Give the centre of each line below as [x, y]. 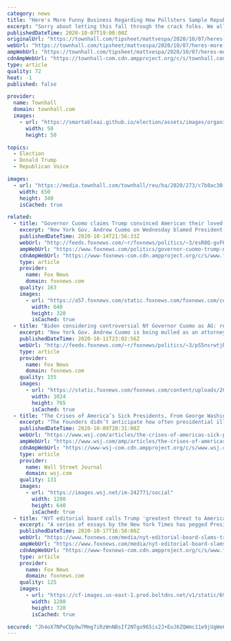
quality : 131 [38, 480]
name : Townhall [35, 103]
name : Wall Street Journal [64, 467]
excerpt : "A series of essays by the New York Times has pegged [113, 525]
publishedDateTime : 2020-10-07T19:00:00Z [67, 33]
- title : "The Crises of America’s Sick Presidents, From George [109, 416]
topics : [18, 147]
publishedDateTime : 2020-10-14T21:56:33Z [79, 236]
